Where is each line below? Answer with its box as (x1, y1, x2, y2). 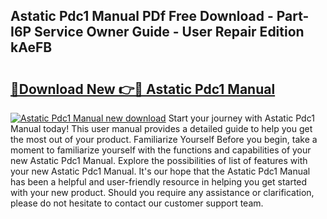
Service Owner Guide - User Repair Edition (34, 24, 305, 41)
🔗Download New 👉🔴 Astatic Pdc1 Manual (10, 80, 276, 98)
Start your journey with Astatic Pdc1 (168, 112, 315, 124)
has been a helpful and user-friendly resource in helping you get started (10, 176, 308, 188)
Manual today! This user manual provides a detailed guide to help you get (10, 123, 313, 134)
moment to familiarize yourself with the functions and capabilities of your (10, 144, 312, 156)
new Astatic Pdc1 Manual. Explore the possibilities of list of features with (10, 155, 308, 166)
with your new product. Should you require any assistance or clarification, (10, 187, 315, 198)
